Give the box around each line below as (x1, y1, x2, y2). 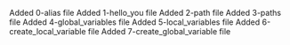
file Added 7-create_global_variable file (87, 26, 231, 36)
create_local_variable (9, 26, 86, 36)
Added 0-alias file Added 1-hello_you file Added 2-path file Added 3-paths (9, 8, 282, 18)
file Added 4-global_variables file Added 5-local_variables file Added (9, 17, 261, 27)
